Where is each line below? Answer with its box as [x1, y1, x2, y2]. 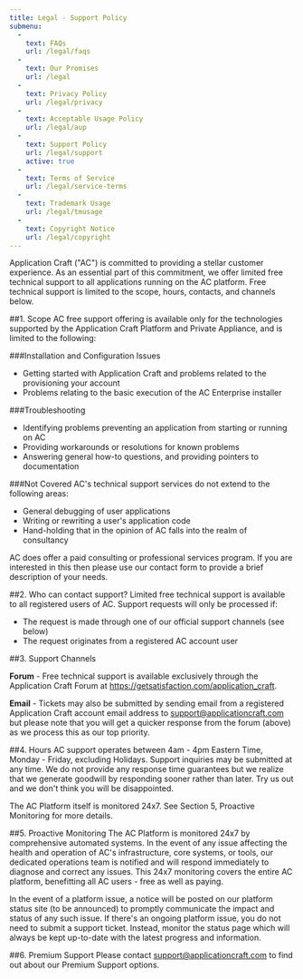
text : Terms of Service [25, 173, 116, 182]
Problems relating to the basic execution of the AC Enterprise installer [22, 387, 282, 398]
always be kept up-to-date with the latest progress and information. [9, 932, 262, 944]
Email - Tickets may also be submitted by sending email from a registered [9, 698, 285, 709]
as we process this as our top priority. [9, 727, 151, 738]
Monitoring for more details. [9, 810, 113, 821]
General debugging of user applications [22, 505, 171, 517]
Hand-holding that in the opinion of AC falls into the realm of [22, 525, 248, 536]
